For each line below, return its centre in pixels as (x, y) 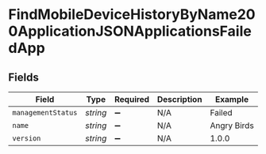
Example (232, 99)
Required (131, 99)
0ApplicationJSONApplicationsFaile (130, 31)
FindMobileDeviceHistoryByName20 (132, 15)
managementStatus (45, 113)
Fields (24, 77)
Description (179, 99)
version (27, 139)
